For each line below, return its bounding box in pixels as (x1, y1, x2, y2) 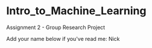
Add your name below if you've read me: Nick (6, 35, 120, 42)
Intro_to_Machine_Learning (6, 4, 147, 18)
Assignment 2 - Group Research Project (6, 24, 106, 31)
